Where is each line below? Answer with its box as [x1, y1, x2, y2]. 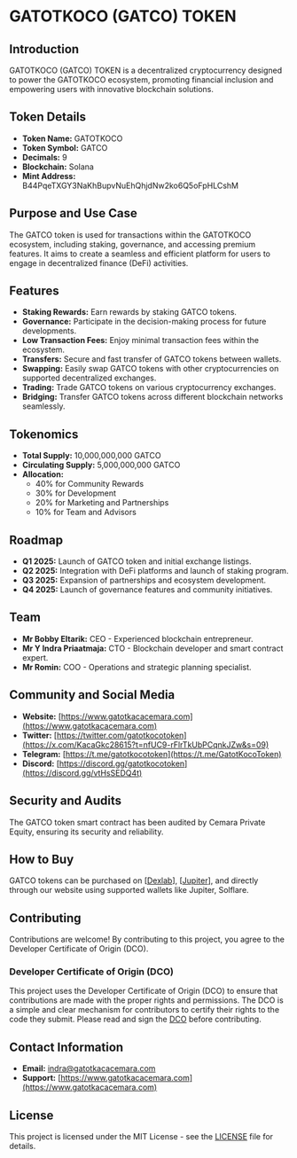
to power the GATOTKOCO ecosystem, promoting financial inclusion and [9, 74, 274, 85]
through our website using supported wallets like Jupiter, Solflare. [9, 885, 250, 896]
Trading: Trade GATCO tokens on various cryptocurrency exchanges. [21, 382, 277, 393]
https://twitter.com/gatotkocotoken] [56, 730, 187, 740]
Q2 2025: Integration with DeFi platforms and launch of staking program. [21, 566, 289, 576]
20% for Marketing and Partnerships [35, 497, 169, 508]
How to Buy [9, 851, 74, 866]
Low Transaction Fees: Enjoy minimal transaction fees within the [21, 335, 260, 346]
